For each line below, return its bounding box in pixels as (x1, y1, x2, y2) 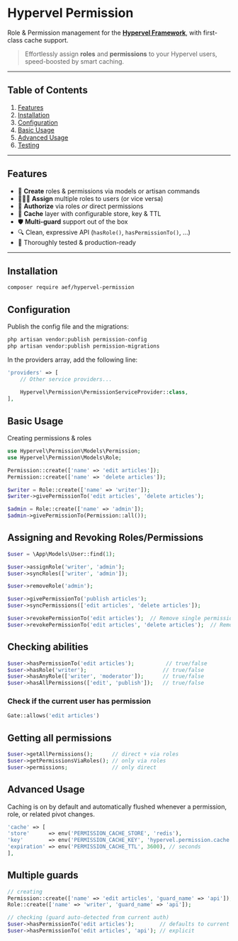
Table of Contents (7, 84, 89, 96)
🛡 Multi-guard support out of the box (17, 217, 128, 226)
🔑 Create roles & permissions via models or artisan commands (17, 186, 200, 195)
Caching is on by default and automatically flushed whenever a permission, (7, 802, 227, 811)
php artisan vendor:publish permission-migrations (7, 342, 160, 350)
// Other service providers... (20, 375, 113, 383)
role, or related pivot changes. (7, 809, 96, 819)
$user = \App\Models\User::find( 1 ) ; (7, 550, 115, 557)
